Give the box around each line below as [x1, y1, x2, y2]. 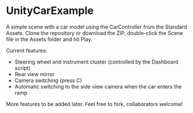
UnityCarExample [6, 4, 94, 17]
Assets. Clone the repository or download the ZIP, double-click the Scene [6, 29, 183, 36]
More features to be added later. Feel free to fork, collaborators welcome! [6, 100, 183, 107]
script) [14, 64, 31, 71]
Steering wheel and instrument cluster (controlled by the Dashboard [14, 58, 178, 65]
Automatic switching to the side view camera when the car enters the [14, 83, 182, 90]
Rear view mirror [14, 70, 55, 77]
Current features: [6, 47, 48, 54]
